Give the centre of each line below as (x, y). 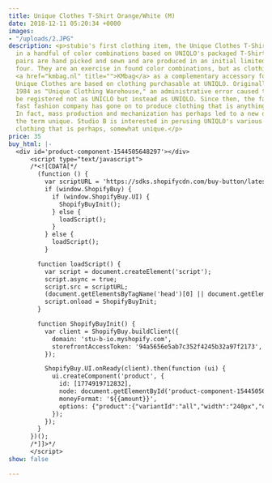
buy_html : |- (30, 144)
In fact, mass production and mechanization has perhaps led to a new (137, 114)
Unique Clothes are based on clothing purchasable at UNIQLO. (123, 83)
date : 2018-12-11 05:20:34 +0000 (65, 24)
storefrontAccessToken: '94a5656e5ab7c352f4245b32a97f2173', (157, 346)
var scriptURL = (72, 182)
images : (21, 31)
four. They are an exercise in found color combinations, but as (128, 69)
